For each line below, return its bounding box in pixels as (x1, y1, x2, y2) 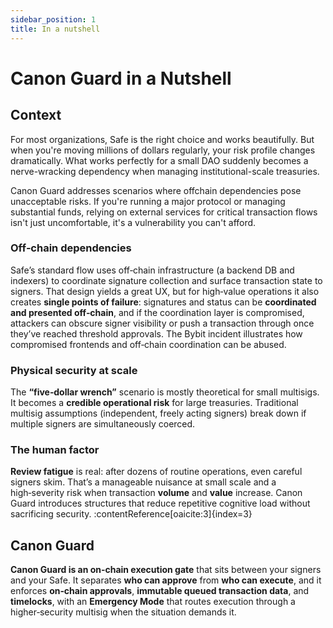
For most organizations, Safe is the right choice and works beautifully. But (10, 133, 315, 145)
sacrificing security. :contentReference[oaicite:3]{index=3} (10, 508, 253, 520)
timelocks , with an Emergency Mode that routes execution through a (10, 596, 296, 608)
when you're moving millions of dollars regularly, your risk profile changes (10, 144, 316, 156)
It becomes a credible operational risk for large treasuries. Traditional (10, 397, 299, 409)
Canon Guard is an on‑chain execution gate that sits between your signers (10, 564, 322, 576)
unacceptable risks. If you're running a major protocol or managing (10, 195, 286, 207)
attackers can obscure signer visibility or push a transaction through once (10, 317, 315, 329)
